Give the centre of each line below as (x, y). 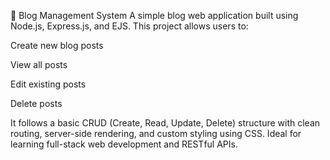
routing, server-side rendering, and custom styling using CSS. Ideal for (156, 133)
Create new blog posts (57, 45)
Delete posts (36, 103)
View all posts (39, 64)
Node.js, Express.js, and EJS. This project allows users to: (129, 26)
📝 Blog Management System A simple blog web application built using (154, 15)
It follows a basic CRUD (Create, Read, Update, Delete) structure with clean (165, 123)
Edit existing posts (48, 84)
